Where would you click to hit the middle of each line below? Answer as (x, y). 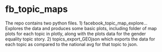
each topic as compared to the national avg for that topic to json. (72, 44)
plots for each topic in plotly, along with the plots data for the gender (76, 33)
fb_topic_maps (37, 9)
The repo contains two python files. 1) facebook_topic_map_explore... (77, 23)
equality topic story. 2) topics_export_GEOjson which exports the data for (80, 39)
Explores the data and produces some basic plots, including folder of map (81, 28)
